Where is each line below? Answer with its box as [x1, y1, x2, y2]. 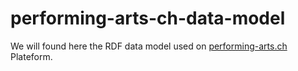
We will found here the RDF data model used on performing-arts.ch [10, 40, 288, 52]
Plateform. [10, 50, 53, 62]
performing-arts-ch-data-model [10, 7, 286, 30]
